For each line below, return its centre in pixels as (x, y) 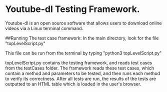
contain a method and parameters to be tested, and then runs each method (82, 73)
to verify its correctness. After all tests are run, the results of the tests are (81, 78)
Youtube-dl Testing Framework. (72, 9)
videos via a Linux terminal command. (44, 28)
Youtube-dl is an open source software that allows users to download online (83, 23)
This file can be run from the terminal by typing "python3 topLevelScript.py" (83, 53)
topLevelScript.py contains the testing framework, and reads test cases (79, 62)
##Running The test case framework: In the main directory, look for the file (82, 38)
